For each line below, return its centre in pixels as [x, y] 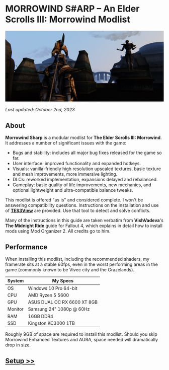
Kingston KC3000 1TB [52, 323]
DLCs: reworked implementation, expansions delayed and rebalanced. [85, 180]
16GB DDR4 [41, 316]
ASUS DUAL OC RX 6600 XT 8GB [63, 302]
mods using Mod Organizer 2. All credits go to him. [58, 231]
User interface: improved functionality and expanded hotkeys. [77, 164]
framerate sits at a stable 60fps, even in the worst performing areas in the [82, 264]
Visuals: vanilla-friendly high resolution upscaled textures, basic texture [87, 169]
